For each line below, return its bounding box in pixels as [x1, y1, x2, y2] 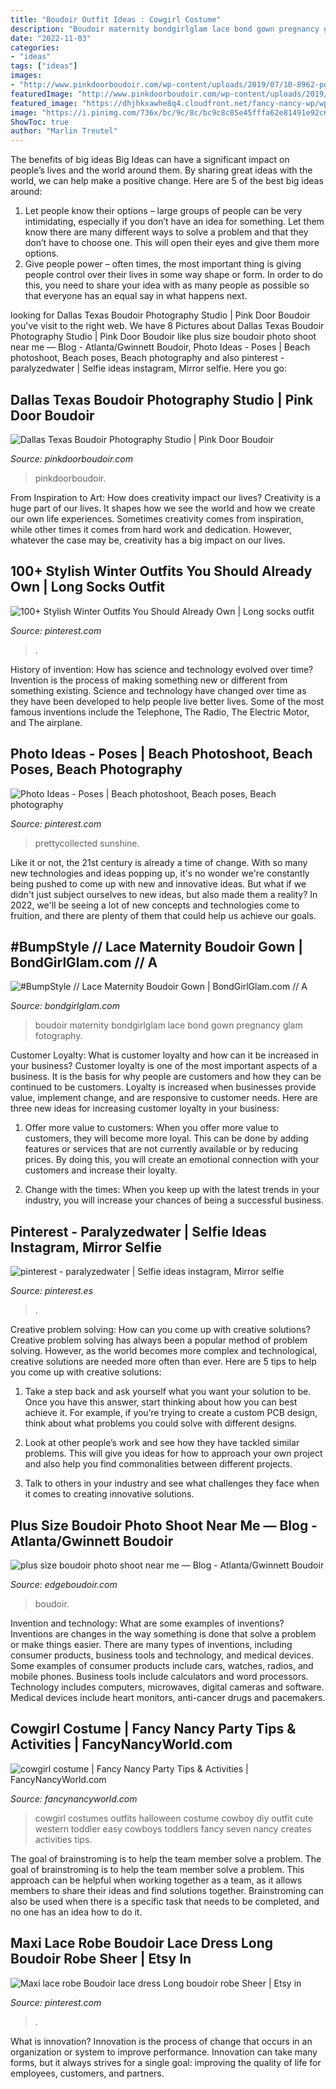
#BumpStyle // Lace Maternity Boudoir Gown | [10, 938, 304, 955]
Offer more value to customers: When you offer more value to [24, 1122, 279, 1134]
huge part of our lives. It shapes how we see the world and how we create [10, 502, 316, 514]
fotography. [34, 1030, 83, 1042]
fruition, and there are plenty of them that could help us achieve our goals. [10, 909, 317, 921]
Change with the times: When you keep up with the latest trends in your [24, 1184, 320, 1196]
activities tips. [34, 1833, 93, 1845]
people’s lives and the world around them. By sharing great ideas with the [10, 164, 313, 176]
